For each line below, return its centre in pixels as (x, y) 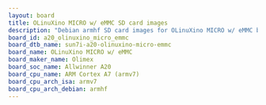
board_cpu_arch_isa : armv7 (53, 81)
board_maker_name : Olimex (51, 60)
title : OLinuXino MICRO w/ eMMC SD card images (88, 23)
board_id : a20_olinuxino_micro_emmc (68, 37)
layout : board (32, 15)
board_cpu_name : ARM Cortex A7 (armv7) (74, 74)
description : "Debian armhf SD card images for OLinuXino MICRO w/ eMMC (131, 30)
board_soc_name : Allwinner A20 (60, 67)
